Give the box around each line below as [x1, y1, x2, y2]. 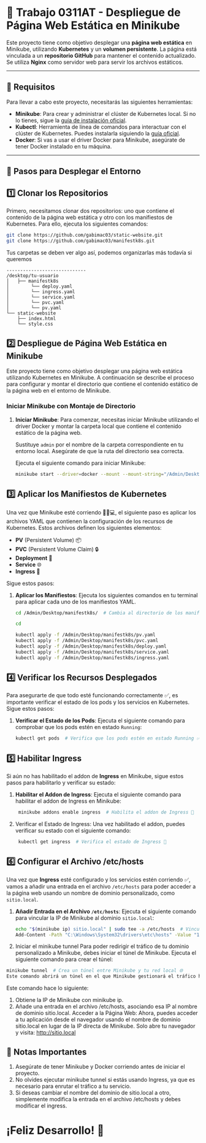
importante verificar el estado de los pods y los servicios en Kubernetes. [6, 698, 190, 706]
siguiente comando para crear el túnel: [15, 956, 113, 963]
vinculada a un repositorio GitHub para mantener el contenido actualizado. [6, 52, 196, 59]
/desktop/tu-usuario [6, 272, 59, 278]
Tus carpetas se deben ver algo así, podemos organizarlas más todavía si [6, 248, 192, 256]
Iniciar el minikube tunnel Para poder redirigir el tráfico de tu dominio [15, 942, 189, 950]
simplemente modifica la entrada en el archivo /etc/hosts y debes [15, 1096, 181, 1103]
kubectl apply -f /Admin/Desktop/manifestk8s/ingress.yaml [15, 654, 170, 661]
